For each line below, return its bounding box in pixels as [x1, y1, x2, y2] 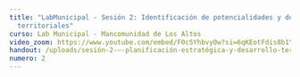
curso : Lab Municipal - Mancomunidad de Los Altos [9, 29, 202, 38]
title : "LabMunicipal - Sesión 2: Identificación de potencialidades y [9, 12, 281, 22]
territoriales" [17, 21, 74, 30]
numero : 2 [9, 54, 46, 63]
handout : [9, 46, 42, 55]
